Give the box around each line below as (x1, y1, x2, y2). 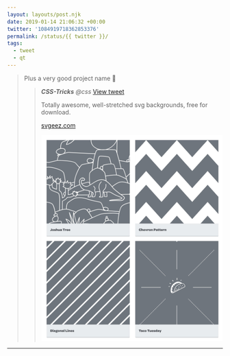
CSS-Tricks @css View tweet (40, 87, 125, 95)
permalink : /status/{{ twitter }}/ (7, 33, 109, 40)
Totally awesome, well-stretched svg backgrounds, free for (40, 100, 208, 109)
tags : (7, 40, 23, 47)
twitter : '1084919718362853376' (7, 25, 99, 32)
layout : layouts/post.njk (7, 11, 81, 18)
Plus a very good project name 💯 (23, 74, 116, 82)
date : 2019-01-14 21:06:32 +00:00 (7, 18, 106, 25)
